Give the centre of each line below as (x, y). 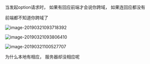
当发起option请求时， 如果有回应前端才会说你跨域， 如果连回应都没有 (75, 7)
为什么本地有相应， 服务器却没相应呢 (42, 57)
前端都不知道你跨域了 (27, 18)
